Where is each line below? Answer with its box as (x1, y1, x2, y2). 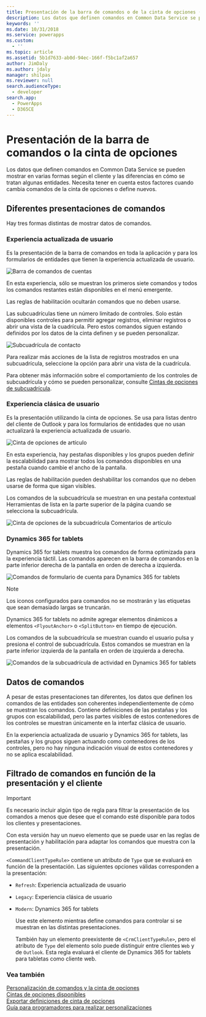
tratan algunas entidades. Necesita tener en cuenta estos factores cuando (6, 179, 194, 186)
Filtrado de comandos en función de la (6, 769, 156, 779)
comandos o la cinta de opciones (6, 146, 178, 160)
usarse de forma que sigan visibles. (6, 482, 96, 489)
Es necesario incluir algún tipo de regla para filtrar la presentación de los (6, 806, 190, 814)
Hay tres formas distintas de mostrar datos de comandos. (6, 219, 152, 227)
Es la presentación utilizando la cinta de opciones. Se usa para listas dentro (6, 414, 197, 421)
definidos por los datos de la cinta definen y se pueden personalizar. (6, 329, 180, 337)
